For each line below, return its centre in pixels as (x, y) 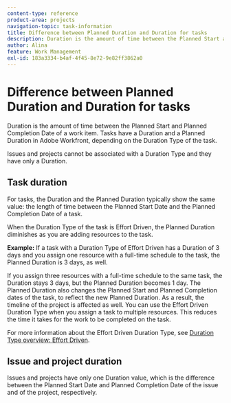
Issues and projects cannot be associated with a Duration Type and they (109, 153)
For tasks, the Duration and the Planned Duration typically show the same (111, 199)
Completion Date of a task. (45, 214)
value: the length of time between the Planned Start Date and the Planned (111, 206)
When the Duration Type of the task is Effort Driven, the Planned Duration (111, 227)
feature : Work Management (44, 52)
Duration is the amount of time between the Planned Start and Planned (107, 126)
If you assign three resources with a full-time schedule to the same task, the (115, 275)
